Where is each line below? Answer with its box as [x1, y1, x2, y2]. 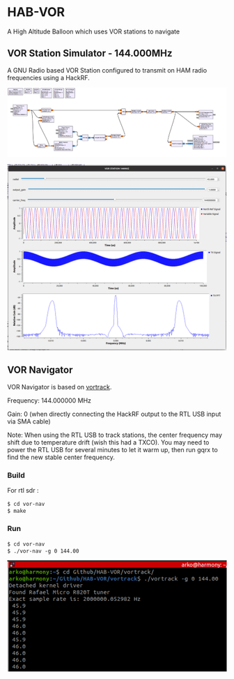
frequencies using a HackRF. [7, 73, 90, 82]
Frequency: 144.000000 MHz [7, 396, 92, 405]
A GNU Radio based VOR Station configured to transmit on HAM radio [7, 66, 208, 74]
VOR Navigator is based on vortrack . [7, 382, 112, 391]
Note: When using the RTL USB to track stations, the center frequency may [7, 431, 223, 439]
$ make [7, 507, 26, 515]
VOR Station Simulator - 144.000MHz [7, 47, 173, 59]
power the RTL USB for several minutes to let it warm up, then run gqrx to [7, 445, 218, 454]
